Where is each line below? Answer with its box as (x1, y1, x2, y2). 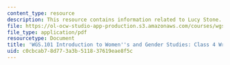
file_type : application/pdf (7, 28, 88, 36)
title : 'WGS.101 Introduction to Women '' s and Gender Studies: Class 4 (7, 41, 216, 48)
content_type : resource (7, 9, 75, 17)
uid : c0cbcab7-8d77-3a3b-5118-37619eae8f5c (7, 48, 133, 55)
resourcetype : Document (7, 35, 75, 42)
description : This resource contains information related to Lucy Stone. (7, 16, 222, 23)
